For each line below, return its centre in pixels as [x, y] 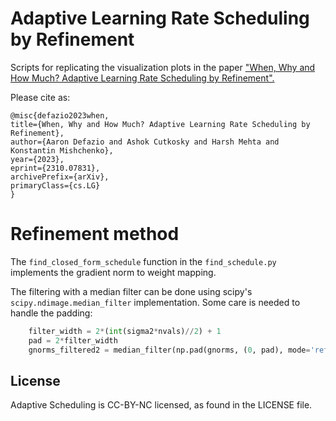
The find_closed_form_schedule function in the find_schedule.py [143, 261]
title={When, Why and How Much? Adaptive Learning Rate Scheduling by [160, 124]
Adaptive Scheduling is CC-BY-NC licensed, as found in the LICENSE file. [161, 405]
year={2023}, [37, 159]
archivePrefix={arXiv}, [60, 177]
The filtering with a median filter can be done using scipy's [131, 291]
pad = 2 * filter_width [73, 340]
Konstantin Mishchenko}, [62, 150]
